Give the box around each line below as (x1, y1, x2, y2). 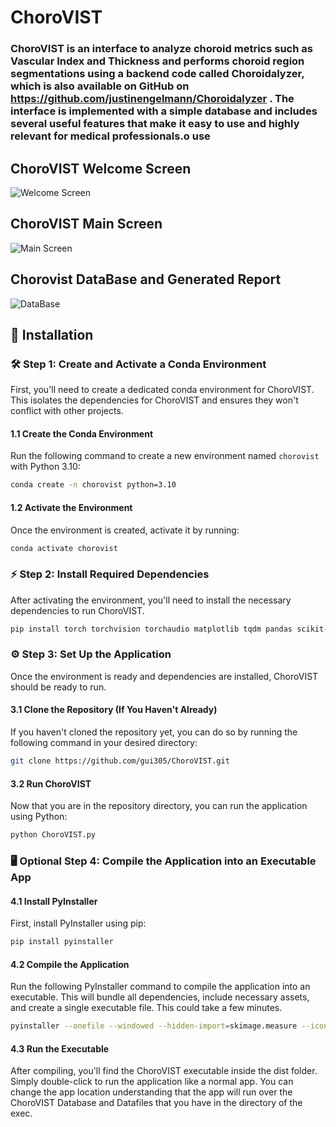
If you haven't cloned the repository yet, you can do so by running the (10, 726, 298, 738)
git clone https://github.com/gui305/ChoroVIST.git (10, 756, 230, 766)
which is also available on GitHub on (10, 79, 190, 93)
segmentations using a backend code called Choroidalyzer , (10, 67, 305, 81)
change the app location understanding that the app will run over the (10, 1086, 293, 1098)
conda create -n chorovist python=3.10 (10, 480, 177, 490)
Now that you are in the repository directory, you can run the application (10, 800, 308, 812)
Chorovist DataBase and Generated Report (10, 271, 282, 288)
